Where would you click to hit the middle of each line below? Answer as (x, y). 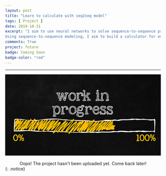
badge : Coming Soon (25, 52)
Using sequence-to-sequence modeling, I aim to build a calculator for (80, 37)
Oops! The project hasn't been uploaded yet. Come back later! (83, 164)
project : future (22, 47)
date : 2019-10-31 (23, 26)
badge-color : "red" (25, 58)
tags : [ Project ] (24, 21)
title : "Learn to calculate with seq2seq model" (56, 16)
